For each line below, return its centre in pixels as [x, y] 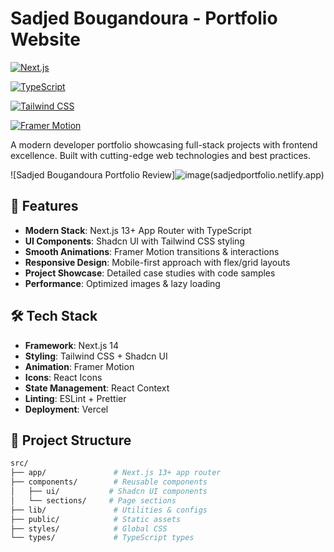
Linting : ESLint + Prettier [75, 398]
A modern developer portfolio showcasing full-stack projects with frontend [164, 144]
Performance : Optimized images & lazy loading [122, 283]
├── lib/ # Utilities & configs [109, 510]
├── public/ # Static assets [96, 519]
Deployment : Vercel [66, 409]
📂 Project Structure [71, 440]
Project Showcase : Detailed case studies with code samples [150, 273]
